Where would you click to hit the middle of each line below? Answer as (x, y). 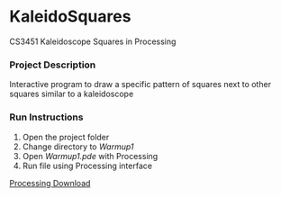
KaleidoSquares (70, 17)
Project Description (53, 65)
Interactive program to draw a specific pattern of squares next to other (140, 85)
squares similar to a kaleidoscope (72, 94)
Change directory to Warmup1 (78, 147)
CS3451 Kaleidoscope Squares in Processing (93, 41)
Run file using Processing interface (87, 166)
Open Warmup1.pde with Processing (90, 156)
